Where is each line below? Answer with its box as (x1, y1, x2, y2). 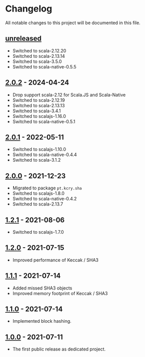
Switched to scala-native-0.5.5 (12, 63, 77, 69)
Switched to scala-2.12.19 (12, 97, 65, 103)
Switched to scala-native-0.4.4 (12, 152, 77, 158)
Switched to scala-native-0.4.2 (12, 196, 77, 202)
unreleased (5, 34, 42, 43)
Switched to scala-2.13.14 (12, 53, 65, 59)
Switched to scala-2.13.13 (12, 102, 65, 108)
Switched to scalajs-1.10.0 (12, 147, 66, 153)
